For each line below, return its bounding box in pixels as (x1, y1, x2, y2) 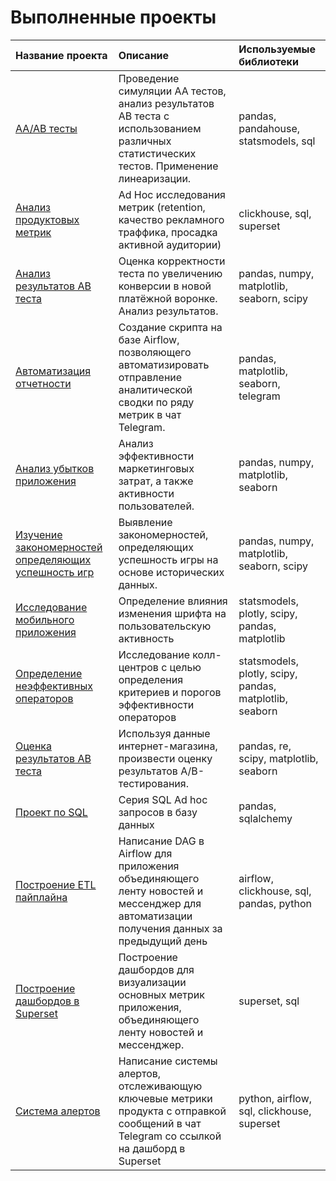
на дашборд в (118, 1141, 186, 1155)
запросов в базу (118, 805, 198, 819)
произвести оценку (118, 751, 213, 765)
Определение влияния (118, 594, 228, 608)
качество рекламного (118, 212, 225, 226)
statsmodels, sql (238, 134, 316, 148)
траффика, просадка (118, 225, 218, 239)
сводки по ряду (118, 395, 195, 409)
